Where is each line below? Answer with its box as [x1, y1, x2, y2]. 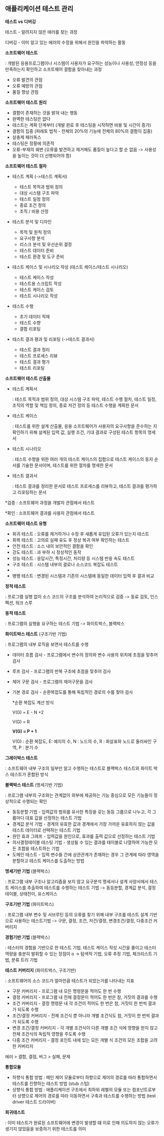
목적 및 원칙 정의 [19, 229, 51, 235]
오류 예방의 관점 [12, 83, 43, 89]
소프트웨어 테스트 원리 [5, 99, 47, 105]
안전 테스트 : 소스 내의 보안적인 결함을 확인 [12, 543, 94, 549]
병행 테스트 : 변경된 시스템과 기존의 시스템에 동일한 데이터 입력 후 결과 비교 [12, 572, 155, 579]
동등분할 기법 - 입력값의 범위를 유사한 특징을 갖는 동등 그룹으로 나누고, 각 [12, 808, 151, 814]
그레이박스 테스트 [5, 755, 38, 760]
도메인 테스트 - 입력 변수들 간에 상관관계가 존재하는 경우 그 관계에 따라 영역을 [12, 852, 159, 857]
